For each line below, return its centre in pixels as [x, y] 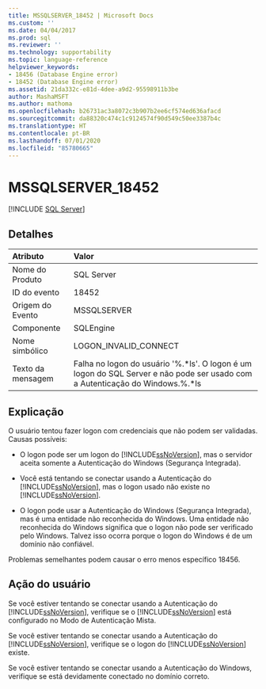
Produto [27, 280]
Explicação [36, 411]
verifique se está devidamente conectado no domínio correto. [109, 676]
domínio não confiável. [57, 544]
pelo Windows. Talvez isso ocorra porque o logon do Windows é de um [136, 535]
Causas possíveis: [38, 439]
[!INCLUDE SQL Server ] [47, 209]
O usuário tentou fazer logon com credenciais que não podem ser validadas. [133, 430]
